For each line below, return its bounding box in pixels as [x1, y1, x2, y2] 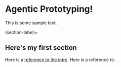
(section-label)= [5, 29, 38, 35]
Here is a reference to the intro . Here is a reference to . [5, 57, 117, 63]
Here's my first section [5, 43, 77, 52]
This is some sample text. [5, 20, 57, 26]
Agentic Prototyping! [5, 3, 93, 15]
